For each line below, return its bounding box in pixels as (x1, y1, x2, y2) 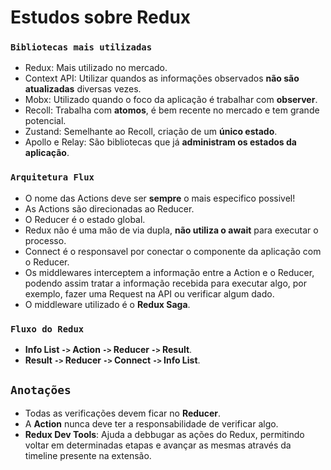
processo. (24, 234, 67, 246)
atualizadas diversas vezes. (24, 83, 142, 95)
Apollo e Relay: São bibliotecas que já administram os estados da (24, 136, 297, 148)
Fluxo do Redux (10, 323, 85, 335)
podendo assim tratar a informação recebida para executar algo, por (24, 277, 308, 289)
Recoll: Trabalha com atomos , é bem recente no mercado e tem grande (24, 104, 320, 116)
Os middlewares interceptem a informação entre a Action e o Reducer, (24, 266, 315, 278)
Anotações (10, 383, 72, 398)
